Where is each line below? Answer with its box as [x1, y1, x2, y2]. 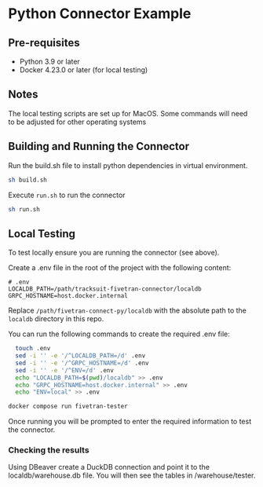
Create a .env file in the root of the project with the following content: [8, 263, 232, 273]
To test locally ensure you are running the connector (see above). [8, 248, 220, 258]
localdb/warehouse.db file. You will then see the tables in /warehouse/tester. [8, 471, 256, 480]
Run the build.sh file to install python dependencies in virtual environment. [8, 160, 248, 170]
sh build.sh [8, 176, 47, 184]
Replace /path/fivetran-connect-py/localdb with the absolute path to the [8, 306, 247, 315]
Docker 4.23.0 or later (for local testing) [19, 65, 148, 75]
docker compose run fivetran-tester [8, 402, 128, 411]
